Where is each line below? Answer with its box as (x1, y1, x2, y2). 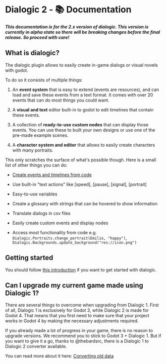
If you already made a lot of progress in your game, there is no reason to (5, 328, 153, 334)
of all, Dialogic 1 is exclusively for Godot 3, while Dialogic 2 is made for (5, 307, 149, 313)
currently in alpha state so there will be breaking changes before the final (5, 29, 160, 35)
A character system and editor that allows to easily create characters (12, 142, 155, 148)
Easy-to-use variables (12, 191, 58, 197)
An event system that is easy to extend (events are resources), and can (12, 87, 160, 92)
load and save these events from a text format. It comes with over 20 (12, 91, 154, 97)
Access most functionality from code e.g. (12, 229, 97, 235)
